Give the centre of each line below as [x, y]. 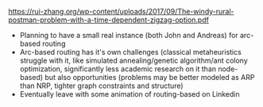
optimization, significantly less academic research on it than [118, 69]
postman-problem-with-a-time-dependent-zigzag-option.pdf [108, 20]
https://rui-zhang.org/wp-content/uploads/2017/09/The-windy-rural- [121, 11]
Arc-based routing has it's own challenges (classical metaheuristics [131, 52]
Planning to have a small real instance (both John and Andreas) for [129, 35]
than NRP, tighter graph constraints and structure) [102, 86]
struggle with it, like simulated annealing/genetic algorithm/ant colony [133, 60]
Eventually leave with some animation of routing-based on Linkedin [130, 94]
